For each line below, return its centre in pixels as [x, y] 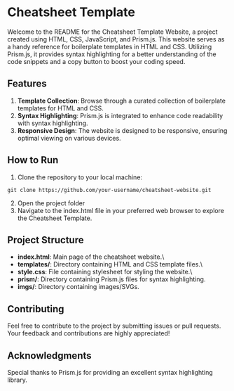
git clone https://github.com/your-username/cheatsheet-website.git [109, 190]
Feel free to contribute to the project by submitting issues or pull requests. [114, 326]
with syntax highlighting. [53, 123]
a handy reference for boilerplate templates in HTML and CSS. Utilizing [110, 46]
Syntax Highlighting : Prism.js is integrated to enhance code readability [120, 115]
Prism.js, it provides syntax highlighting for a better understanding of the [112, 54]
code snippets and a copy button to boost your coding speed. [96, 61]
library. [18, 380]
